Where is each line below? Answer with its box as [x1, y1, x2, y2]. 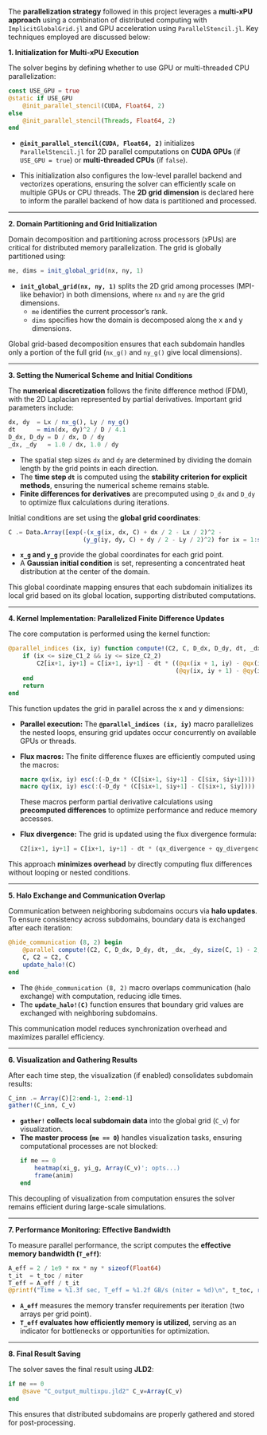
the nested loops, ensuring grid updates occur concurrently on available [19, 727, 257, 737]
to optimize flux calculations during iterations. [19, 497, 169, 507]
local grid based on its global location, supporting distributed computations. [8, 591, 257, 600]
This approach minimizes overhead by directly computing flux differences [8, 859, 253, 869]
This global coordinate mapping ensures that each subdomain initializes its [8, 582, 253, 592]
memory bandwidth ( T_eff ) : [8, 1248, 102, 1258]
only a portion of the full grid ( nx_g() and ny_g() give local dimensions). [8, 348, 242, 357]
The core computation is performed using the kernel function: [8, 629, 211, 639]
